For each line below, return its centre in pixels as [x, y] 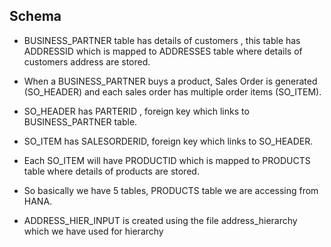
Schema [35, 16]
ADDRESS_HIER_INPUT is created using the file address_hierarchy [160, 220]
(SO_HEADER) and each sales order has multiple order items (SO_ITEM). [172, 91]
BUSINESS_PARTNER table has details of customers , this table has [162, 40]
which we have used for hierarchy [93, 231]
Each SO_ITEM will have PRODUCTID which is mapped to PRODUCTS [167, 160]
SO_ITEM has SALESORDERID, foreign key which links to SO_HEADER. [168, 141]
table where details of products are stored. [111, 171]
